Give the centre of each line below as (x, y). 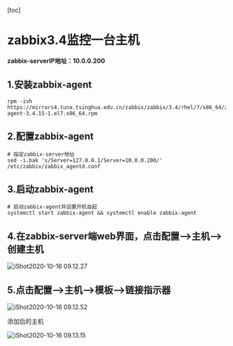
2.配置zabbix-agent (50, 137)
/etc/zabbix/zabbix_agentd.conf (54, 166)
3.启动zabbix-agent (50, 189)
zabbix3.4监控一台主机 (74, 40)
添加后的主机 (25, 321)
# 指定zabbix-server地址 (41, 154)
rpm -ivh (20, 101)
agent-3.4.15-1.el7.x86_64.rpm (52, 113)
